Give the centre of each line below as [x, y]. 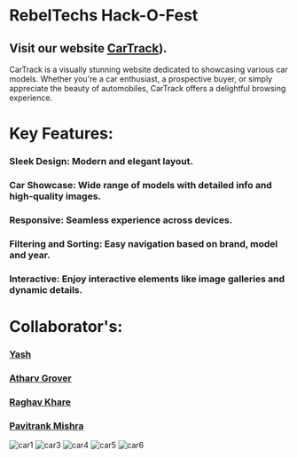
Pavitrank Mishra [47, 425]
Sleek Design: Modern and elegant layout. [101, 162]
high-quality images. [55, 196]
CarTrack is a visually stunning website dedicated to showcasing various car [148, 69]
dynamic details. [46, 289]
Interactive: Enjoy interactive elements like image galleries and [147, 279]
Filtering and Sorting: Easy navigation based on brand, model [144, 243]
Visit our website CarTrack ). [88, 48]
